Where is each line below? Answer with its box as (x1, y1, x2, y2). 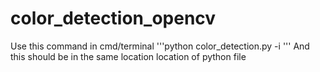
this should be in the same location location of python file (10, 50, 247, 62)
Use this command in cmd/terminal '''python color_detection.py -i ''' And (10, 40, 310, 52)
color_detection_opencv (10, 7, 217, 30)
